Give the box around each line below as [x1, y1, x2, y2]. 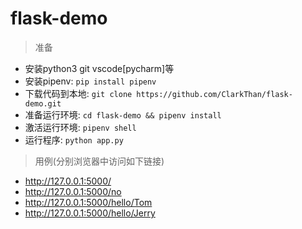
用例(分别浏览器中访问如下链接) [34, 155, 165, 167]
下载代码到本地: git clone [24, 87, 133, 99]
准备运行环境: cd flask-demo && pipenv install [24, 108, 222, 121]
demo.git [24, 98, 62, 109]
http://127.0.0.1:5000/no [24, 185, 122, 197]
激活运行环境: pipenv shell [24, 121, 137, 133]
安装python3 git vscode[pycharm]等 [24, 62, 175, 74]
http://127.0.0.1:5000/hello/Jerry [24, 207, 156, 219]
